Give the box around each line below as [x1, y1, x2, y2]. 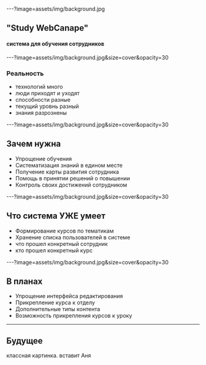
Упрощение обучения [15, 155, 72, 162]
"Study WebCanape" [6, 23, 89, 33]
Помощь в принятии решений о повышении [15, 174, 131, 182]
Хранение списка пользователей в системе [15, 233, 131, 241]
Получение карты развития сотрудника [15, 168, 120, 175]
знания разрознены [15, 109, 67, 116]
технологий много [15, 83, 63, 90]
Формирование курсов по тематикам [15, 227, 114, 234]
